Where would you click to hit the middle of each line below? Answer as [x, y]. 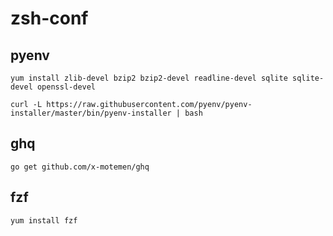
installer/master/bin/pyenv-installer [91, 113]
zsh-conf [49, 18]
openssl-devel [66, 87]
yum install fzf [44, 220]
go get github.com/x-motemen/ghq [80, 167]
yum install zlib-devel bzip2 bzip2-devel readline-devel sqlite [149, 78]
